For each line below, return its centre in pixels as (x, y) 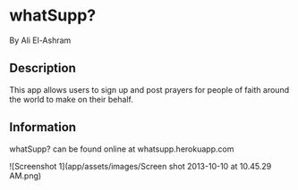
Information (43, 127)
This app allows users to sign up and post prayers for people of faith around (149, 89)
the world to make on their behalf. (72, 99)
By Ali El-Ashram (40, 40)
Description (43, 68)
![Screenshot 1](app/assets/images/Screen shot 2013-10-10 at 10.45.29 (140, 166)
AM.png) (26, 176)
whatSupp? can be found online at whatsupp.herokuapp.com (122, 149)
